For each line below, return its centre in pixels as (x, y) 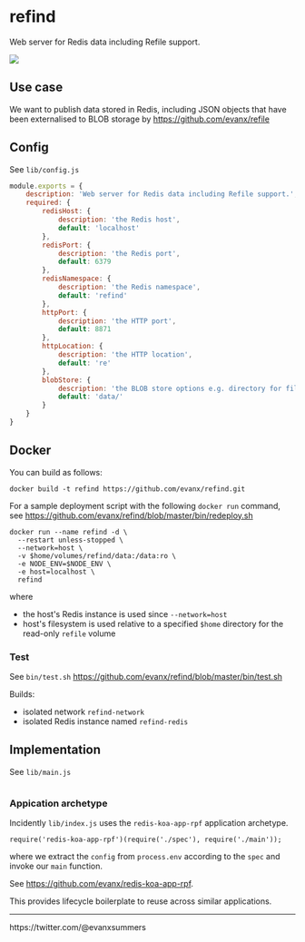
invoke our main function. (56, 866)
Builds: (22, 694)
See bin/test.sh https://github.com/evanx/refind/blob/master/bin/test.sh (146, 677)
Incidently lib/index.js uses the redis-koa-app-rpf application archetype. (149, 823)
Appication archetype (59, 803)
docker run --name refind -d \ (69, 532)
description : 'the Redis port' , (119, 253)
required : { (48, 203)
